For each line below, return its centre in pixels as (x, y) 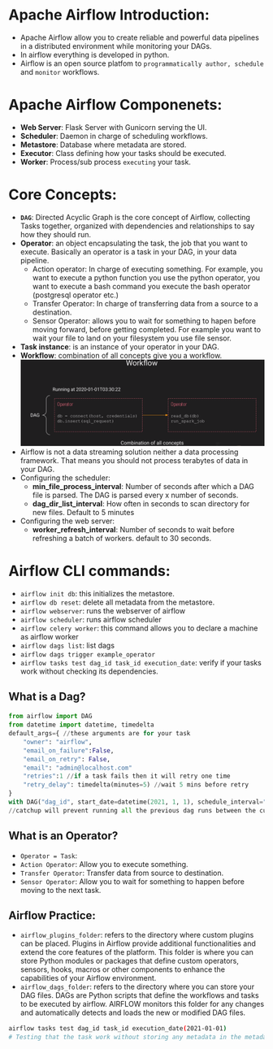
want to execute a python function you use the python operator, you (146, 277)
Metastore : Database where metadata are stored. (103, 145)
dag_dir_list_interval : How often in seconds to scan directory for (141, 503)
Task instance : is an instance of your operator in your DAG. (119, 346)
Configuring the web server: (67, 521)
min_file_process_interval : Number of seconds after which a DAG (143, 486)
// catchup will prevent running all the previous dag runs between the (132, 810)
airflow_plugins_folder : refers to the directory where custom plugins (137, 935)
